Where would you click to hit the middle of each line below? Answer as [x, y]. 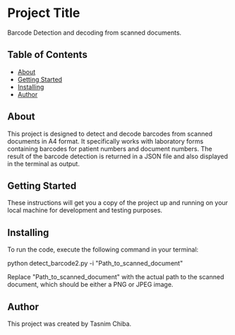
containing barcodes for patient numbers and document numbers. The [110, 148]
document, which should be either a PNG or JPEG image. [90, 285]
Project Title [44, 13]
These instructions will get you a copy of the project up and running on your [117, 203]
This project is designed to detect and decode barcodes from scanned [110, 134]
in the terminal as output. [43, 163]
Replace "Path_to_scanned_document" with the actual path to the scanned [116, 277]
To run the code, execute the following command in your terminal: [103, 249]
